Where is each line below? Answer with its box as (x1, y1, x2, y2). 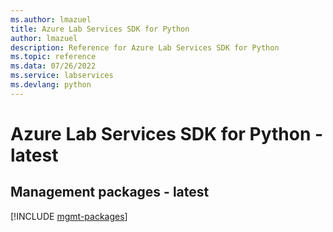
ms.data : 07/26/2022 (10, 61, 97, 71)
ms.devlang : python (10, 80, 92, 90)
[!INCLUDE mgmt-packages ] (10, 210, 128, 222)
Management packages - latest (10, 184, 210, 201)
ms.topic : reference (10, 52, 97, 62)
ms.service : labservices (10, 71, 114, 81)
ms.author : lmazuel (10, 14, 92, 25)
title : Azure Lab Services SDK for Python (10, 24, 190, 34)
